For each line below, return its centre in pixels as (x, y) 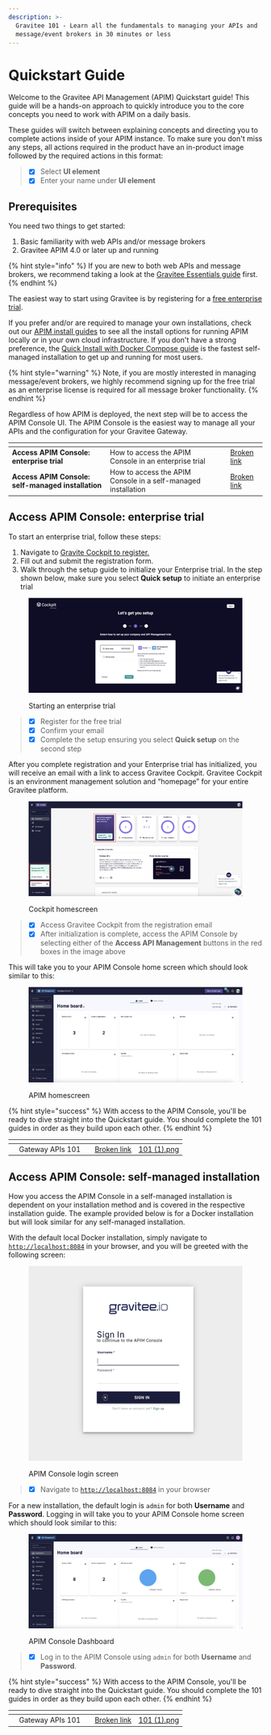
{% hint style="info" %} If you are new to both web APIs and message (125, 266)
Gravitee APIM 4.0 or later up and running (89, 250)
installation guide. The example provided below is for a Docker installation (131, 1213)
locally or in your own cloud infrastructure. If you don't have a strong (122, 340)
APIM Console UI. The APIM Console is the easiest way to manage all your (132, 423)
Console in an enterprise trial (158, 461)
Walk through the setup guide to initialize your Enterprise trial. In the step (141, 569)
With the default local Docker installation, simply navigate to (108, 1238)
